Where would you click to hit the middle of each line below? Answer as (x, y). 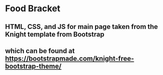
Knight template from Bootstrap (55, 34)
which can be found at (40, 51)
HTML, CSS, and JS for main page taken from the (82, 27)
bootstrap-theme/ (33, 66)
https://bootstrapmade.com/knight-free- (70, 59)
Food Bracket (33, 9)
